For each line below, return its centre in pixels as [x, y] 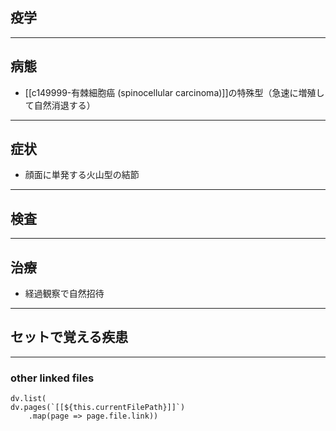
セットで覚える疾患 [69, 337]
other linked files [52, 378]
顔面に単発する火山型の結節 [82, 175]
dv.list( [28, 399]
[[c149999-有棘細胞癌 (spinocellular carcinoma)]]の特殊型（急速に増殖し [174, 92]
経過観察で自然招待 [64, 294]
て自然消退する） [60, 105]
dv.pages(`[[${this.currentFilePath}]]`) [98, 408]
